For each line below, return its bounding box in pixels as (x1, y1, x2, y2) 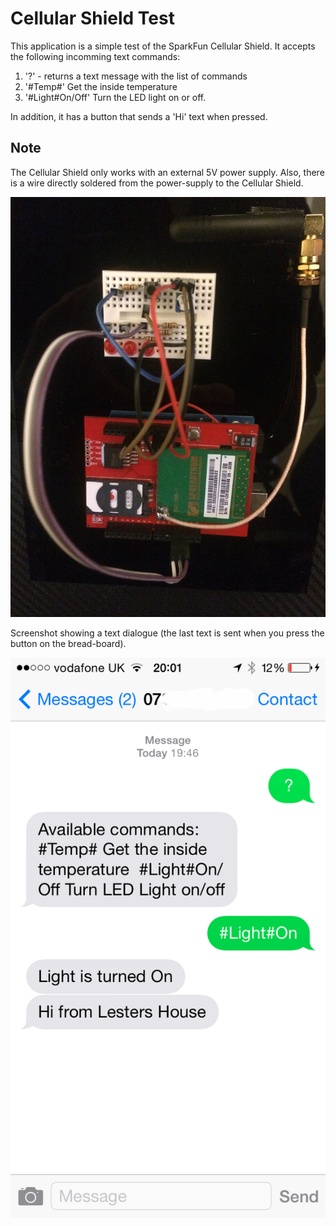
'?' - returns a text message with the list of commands (24, 70, 248, 82)
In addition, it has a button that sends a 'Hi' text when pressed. (10, 110, 268, 122)
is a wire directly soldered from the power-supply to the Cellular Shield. (10, 177, 304, 189)
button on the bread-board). (10, 637, 127, 649)
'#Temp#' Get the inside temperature (24, 80, 178, 92)
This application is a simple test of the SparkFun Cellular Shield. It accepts (10, 40, 316, 52)
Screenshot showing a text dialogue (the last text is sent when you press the (10, 627, 325, 639)
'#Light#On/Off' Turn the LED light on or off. (24, 91, 207, 103)
